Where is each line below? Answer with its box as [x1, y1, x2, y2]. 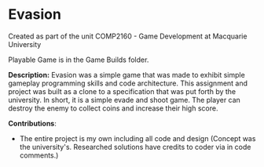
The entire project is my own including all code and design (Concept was [19, 133, 256, 143]
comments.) [19, 151, 59, 160]
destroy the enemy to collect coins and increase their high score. [8, 103, 218, 113]
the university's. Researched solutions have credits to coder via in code [19, 142, 251, 151]
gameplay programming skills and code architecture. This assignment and [8, 78, 248, 88]
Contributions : [8, 118, 57, 128]
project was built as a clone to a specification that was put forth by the [8, 86, 236, 96]
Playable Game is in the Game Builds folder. [8, 55, 149, 64]
